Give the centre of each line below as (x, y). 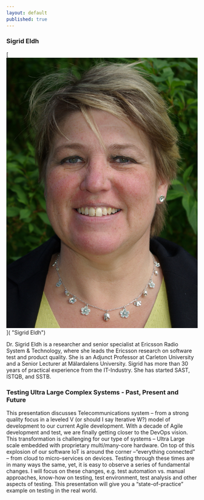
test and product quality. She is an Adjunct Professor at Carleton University (100, 357)
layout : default (27, 13)
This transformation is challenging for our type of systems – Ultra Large (96, 439)
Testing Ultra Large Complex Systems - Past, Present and (93, 392)
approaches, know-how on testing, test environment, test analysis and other (102, 478)
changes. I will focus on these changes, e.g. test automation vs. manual (96, 471)
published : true (27, 19)
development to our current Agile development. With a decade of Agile (95, 426)
